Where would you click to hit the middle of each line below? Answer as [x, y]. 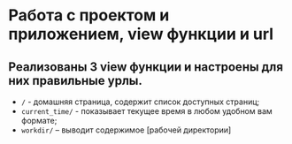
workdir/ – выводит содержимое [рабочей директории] [126, 130]
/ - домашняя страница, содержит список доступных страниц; [140, 102]
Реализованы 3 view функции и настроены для [146, 67]
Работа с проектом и [89, 15]
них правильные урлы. [76, 80]
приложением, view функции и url [141, 34]
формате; [39, 121]
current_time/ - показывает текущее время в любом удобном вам [147, 111]
